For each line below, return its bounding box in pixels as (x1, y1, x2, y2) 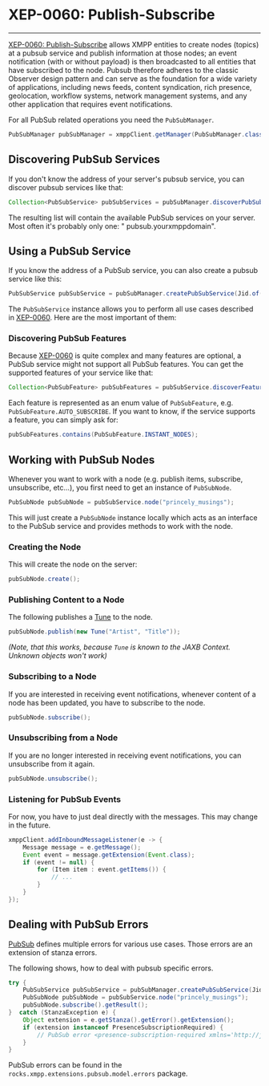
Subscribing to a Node (8, 671, 97, 682)
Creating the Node (8, 541, 82, 552)
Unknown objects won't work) (8, 651, 108, 661)
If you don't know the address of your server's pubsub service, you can (8, 174, 245, 184)
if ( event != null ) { (22, 858, 94, 866)
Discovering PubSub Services (8, 153, 160, 166)
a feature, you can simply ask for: (8, 415, 118, 425)
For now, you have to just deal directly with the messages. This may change (8, 811, 259, 821)
